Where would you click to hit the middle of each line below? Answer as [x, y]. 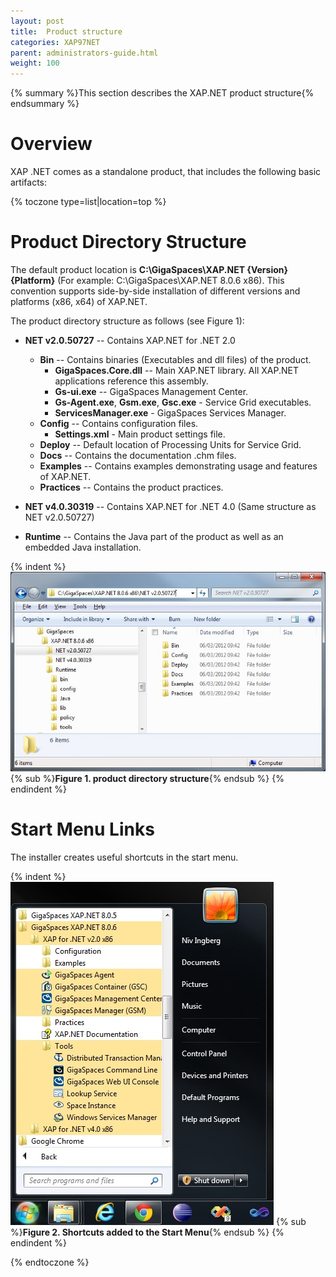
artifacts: [29, 182]
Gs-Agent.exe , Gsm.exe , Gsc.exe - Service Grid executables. [183, 402]
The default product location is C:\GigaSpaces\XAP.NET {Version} [149, 269]
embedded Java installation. [83, 547]
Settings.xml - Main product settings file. [140, 434]
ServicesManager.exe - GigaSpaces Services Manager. [170, 413]
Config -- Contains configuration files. [119, 423]
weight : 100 [35, 63]
